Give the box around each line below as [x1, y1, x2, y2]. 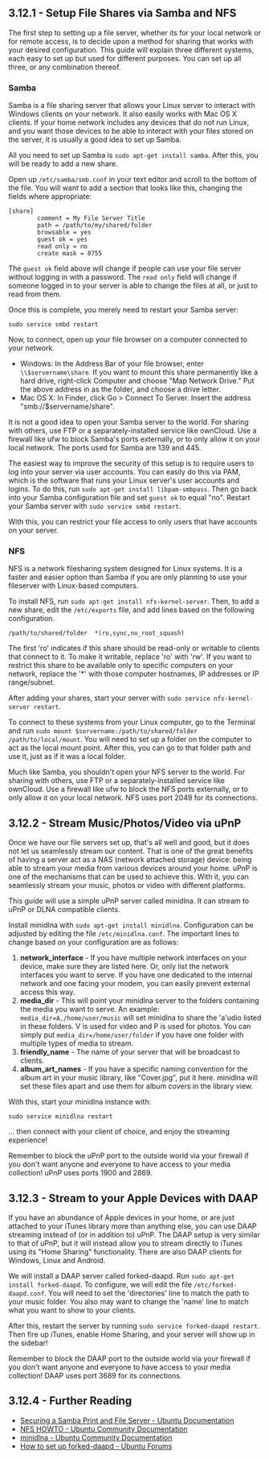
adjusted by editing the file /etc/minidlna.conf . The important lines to [8, 929, 239, 939]
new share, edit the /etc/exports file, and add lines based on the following [8, 605, 255, 615]
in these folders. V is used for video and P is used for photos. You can [19, 1022, 251, 1031]
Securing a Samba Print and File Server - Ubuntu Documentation [19, 1415, 234, 1425]
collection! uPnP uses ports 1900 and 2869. [8, 1168, 153, 1178]
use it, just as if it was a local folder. [8, 752, 127, 761]
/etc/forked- [194, 1281, 238, 1290]
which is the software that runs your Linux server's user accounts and [8, 475, 239, 486]
